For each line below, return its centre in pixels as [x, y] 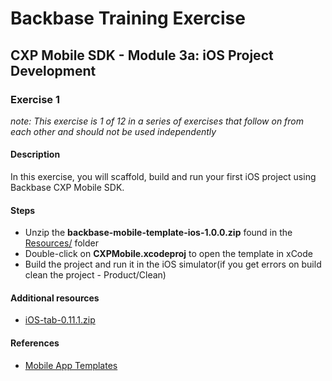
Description [35, 154]
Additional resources [55, 298]
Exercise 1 [35, 99]
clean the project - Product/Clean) [95, 275]
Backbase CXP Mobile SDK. [67, 188]
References [35, 343]
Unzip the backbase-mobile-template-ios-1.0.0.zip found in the [158, 233]
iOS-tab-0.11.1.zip [60, 320]
